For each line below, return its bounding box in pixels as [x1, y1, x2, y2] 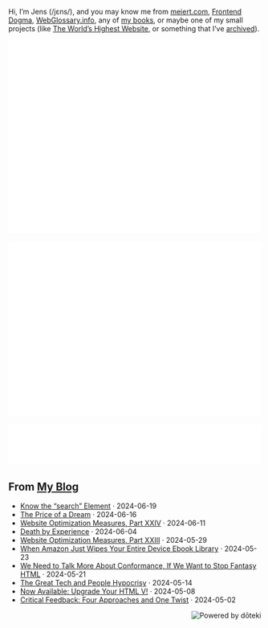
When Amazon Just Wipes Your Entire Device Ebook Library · [19, 544, 223, 553]
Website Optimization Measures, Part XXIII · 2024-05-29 [19, 536, 207, 545]
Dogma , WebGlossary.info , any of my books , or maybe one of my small [8, 15, 243, 25]
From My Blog [8, 480, 79, 494]
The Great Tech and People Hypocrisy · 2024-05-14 [19, 578, 193, 588]
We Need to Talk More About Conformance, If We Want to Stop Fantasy [19, 561, 257, 571]
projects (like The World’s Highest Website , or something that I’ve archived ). [8, 24, 260, 33]
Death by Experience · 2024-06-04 [19, 527, 138, 536]
